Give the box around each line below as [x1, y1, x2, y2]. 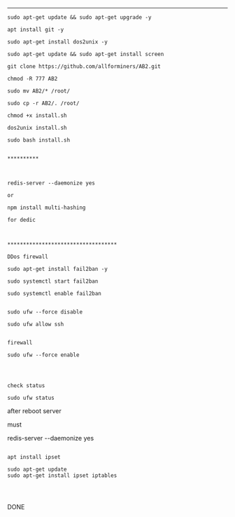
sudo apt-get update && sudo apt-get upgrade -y [7, 14, 152, 21]
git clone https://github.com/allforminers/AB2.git [7, 63, 161, 70]
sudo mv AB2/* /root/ [7, 88, 71, 95]
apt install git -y [7, 26, 64, 33]
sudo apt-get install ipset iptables [7, 472, 117, 479]
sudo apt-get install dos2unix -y [7, 39, 108, 46]
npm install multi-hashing [7, 204, 86, 211]
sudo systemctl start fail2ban [7, 278, 99, 285]
